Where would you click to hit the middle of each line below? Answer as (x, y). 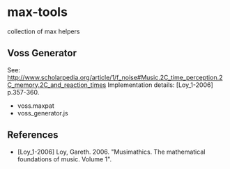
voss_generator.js (43, 113)
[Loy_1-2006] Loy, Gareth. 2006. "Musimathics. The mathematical (111, 152)
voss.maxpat (36, 106)
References (33, 135)
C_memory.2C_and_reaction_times (57, 85)
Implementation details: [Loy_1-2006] (161, 85)
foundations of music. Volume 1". (64, 159)
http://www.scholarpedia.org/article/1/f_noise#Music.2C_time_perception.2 (115, 77)
